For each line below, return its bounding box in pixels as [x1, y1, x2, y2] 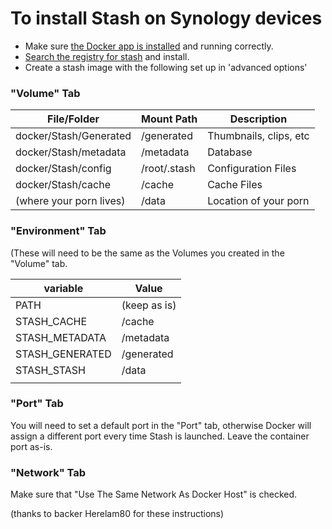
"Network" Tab [10, 465, 87, 479]
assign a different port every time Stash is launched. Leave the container [10, 430, 310, 442]
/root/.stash [141, 162, 196, 176]
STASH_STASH [15, 363, 86, 377]
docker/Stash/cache [15, 178, 111, 192]
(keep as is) [121, 298, 177, 312]
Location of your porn [207, 194, 310, 208]
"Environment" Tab [10, 224, 107, 238]
